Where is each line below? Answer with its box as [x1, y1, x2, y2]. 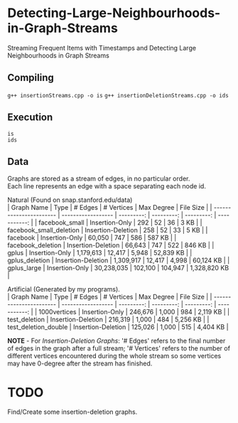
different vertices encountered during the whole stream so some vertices [7, 352, 222, 360]
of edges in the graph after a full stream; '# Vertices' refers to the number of [7, 344, 231, 353]
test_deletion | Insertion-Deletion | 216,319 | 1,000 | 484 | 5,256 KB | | [7, 315, 210, 324]
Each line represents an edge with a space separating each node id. [7, 182, 206, 191]
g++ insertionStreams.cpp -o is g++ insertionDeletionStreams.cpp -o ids [7, 92, 229, 99]
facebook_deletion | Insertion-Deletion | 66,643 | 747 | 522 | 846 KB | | [7, 241, 215, 250]
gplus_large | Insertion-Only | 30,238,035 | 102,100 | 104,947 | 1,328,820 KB [7, 264, 229, 272]
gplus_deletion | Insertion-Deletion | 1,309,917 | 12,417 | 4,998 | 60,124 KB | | [7, 256, 230, 264]
